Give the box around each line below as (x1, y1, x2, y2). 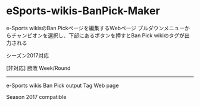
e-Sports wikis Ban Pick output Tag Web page (6, 82, 119, 89)
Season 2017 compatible (6, 93, 67, 100)
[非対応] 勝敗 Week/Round (6, 64, 71, 72)
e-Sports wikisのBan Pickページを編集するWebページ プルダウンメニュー (6, 24, 185, 31)
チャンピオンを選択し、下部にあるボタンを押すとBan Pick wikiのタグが (11, 31, 185, 39)
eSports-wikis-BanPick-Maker (6, 4, 160, 18)
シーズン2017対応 (6, 52, 49, 59)
